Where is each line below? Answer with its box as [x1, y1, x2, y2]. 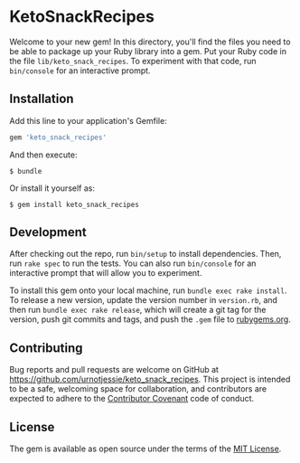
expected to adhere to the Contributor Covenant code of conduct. [9, 393, 255, 404]
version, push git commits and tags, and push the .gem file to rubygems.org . [9, 314, 292, 325]
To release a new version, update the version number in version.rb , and [9, 295, 278, 306]
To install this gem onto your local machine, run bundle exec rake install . [9, 285, 287, 296]
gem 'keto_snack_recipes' [9, 133, 107, 142]
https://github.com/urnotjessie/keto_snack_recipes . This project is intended [9, 373, 291, 385]
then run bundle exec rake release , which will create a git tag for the [9, 305, 267, 316]
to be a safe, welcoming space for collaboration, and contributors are [9, 383, 267, 394]
